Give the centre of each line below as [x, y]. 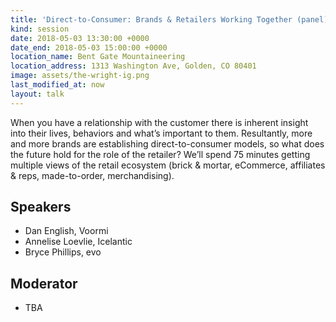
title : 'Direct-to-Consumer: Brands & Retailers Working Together [151, 19]
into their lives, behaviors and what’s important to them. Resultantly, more [161, 133]
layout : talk [37, 94]
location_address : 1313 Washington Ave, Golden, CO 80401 [133, 66]
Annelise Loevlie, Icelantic [78, 242]
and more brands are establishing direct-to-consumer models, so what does [167, 143]
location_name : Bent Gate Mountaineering [98, 57]
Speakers [41, 207]
